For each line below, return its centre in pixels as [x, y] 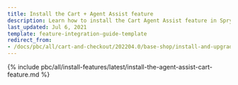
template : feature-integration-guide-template [77, 34]
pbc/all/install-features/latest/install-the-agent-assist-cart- [126, 67]
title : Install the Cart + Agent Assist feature [80, 14]
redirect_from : [30, 40]
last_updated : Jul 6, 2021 [47, 27]
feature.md [23, 74]
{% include [23, 67]
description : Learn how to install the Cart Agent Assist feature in [112, 21]
